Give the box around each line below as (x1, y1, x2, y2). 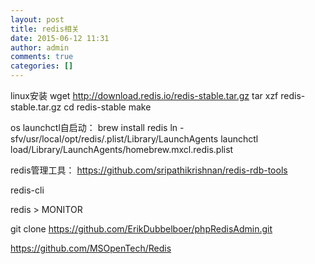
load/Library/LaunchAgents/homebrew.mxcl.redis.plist (10, 144, 234, 155)
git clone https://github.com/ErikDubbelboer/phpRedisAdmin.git (10, 223, 273, 235)
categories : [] (10, 61, 74, 71)
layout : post (10, 14, 65, 25)
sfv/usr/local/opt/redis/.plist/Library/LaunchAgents (10, 133, 219, 145)
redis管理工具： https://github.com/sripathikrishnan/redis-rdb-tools (10, 164, 288, 176)
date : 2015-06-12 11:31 (10, 33, 110, 43)
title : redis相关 (10, 24, 80, 34)
